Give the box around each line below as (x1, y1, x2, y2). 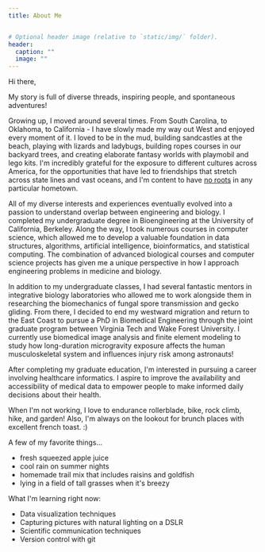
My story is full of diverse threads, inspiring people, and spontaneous (8, 92, 236, 102)
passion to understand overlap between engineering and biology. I (8, 207, 225, 217)
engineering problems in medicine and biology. (8, 267, 162, 276)
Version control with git (19, 535, 96, 544)
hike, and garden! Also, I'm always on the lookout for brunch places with (8, 414, 244, 423)
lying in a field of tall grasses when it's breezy (19, 478, 171, 488)
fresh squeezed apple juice (19, 454, 109, 463)
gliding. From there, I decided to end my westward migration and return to (8, 307, 250, 317)
